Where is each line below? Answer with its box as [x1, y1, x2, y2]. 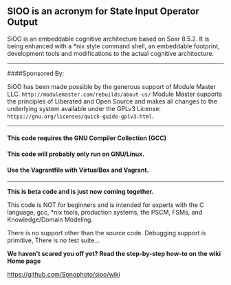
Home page [7, 257, 41, 265]
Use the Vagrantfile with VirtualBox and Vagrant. [7, 166, 149, 174]
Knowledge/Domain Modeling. [7, 215, 93, 224]
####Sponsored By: [7, 69, 65, 77]
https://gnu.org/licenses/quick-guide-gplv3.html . [7, 112, 154, 120]
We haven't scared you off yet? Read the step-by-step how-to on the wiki [7, 250, 221, 258]
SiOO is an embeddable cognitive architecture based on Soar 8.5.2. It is [7, 35, 210, 43]
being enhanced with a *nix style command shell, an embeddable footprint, [7, 41, 220, 50]
